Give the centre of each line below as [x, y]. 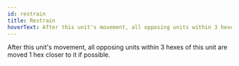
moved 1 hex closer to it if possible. [59, 55]
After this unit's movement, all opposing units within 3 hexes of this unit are [117, 48]
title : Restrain [31, 21]
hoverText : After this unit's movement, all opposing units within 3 [113, 27]
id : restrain [27, 14]
